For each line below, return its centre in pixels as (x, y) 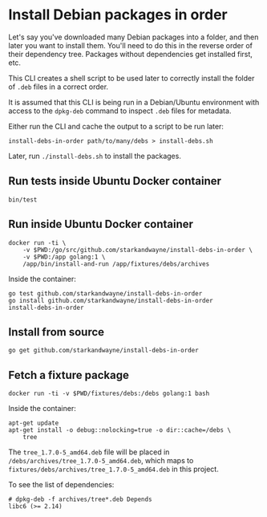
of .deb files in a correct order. (59, 87)
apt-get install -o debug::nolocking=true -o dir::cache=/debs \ (119, 430)
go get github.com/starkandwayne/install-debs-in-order (103, 351)
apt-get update (34, 423)
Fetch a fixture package (69, 375)
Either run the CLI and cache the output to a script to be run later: (116, 126)
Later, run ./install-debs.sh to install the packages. (95, 156)
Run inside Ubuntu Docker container (101, 224)
